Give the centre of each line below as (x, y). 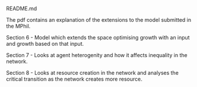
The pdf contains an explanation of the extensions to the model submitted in (99, 20)
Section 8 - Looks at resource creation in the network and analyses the (92, 73)
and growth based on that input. (45, 44)
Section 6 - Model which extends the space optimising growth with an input (98, 37)
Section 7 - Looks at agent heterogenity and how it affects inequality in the (97, 55)
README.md (22, 9)
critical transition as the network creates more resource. (74, 79)
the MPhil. (18, 26)
